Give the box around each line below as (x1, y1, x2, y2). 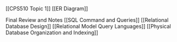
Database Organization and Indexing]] (5, 29, 98, 36)
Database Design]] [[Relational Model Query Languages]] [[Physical (5, 23, 171, 30)
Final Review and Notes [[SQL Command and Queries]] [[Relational (5, 17, 169, 23)
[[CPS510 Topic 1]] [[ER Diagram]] (5, 5, 88, 12)
